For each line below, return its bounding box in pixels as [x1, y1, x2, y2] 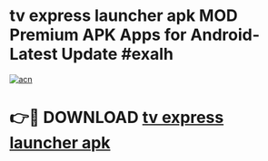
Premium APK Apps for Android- [9, 24, 261, 45]
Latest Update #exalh [9, 44, 174, 64]
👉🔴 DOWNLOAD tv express [9, 108, 224, 128]
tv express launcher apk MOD [9, 5, 238, 26]
